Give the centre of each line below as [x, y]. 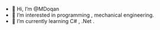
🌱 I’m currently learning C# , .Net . [53, 21]
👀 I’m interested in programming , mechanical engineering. [83, 15]
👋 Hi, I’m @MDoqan [35, 9]
